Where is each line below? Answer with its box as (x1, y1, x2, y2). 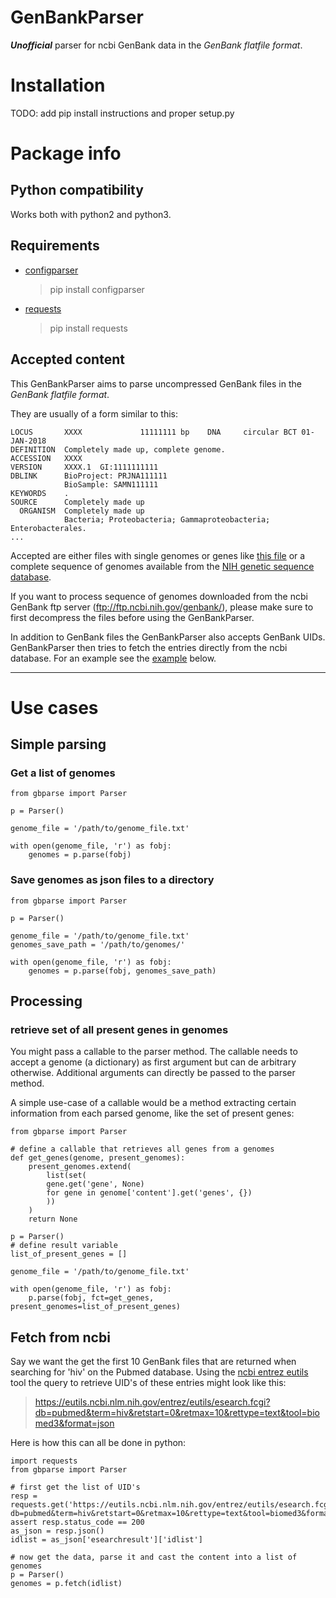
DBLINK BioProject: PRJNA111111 (10, 471, 168, 481)
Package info (10, 142, 122, 165)
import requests (10, 1456, 78, 1466)
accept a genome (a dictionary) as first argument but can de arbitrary (10, 1056, 297, 1068)
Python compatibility (10, 182, 144, 199)
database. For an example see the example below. (10, 652, 217, 664)
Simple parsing (10, 736, 107, 753)
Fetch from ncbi (10, 1329, 111, 1346)
